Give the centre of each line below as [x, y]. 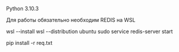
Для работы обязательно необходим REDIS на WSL [71, 20]
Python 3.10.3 [23, 9]
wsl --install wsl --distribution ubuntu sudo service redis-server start [89, 31]
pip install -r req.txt [29, 43]
